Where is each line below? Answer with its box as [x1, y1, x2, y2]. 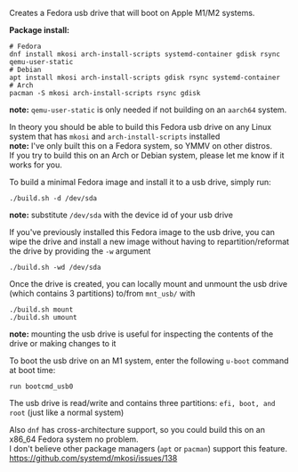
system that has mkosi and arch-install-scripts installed [9, 131, 221, 142]
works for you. [9, 159, 62, 170]
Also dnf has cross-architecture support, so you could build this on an [9, 425, 265, 435]
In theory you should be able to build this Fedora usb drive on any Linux [9, 122, 272, 132]
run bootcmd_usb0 [9, 382, 74, 391]
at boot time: [9, 365, 56, 375]
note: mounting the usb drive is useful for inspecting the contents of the [9, 329, 274, 339]
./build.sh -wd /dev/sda [9, 263, 101, 272]
